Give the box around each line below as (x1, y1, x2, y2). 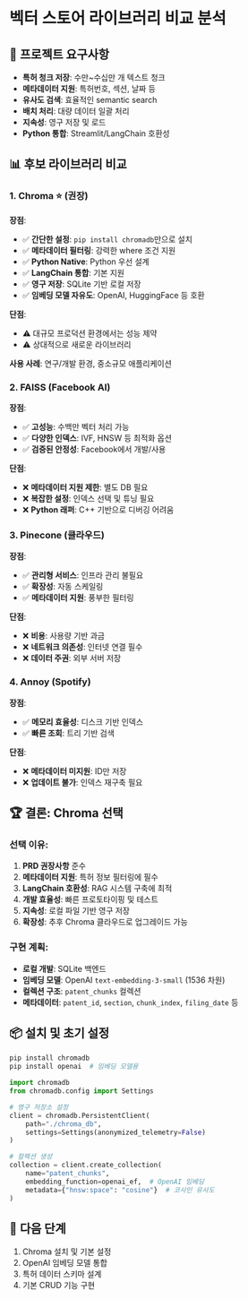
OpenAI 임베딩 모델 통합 (21, 1258, 107, 1269)
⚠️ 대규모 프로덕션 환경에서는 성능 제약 (21, 328, 158, 339)
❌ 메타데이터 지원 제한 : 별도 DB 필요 (21, 481, 149, 493)
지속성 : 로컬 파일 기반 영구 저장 (21, 906, 130, 916)
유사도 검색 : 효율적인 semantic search (21, 95, 158, 105)
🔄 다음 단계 (9, 1220, 67, 1236)
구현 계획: (9, 942, 49, 954)
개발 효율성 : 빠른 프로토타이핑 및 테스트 (21, 894, 158, 905)
